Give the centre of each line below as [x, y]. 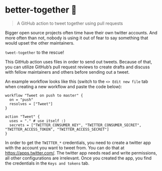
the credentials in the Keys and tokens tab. [47, 163]
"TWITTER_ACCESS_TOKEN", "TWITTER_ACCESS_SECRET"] [57, 129]
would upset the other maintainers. [40, 43]
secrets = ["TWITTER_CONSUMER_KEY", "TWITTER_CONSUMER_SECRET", [75, 125]
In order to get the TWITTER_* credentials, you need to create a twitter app [78, 142]
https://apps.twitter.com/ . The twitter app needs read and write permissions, [81, 153]
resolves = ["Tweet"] [31, 104]
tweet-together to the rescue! [35, 52]
